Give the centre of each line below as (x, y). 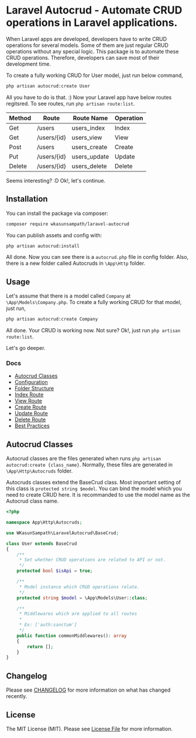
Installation (27, 199)
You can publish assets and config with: (54, 235)
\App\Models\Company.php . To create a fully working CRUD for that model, (94, 302)
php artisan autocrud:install (43, 246)
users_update (90, 156)
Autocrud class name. (32, 501)
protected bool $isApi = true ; (55, 571)
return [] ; (40, 646)
